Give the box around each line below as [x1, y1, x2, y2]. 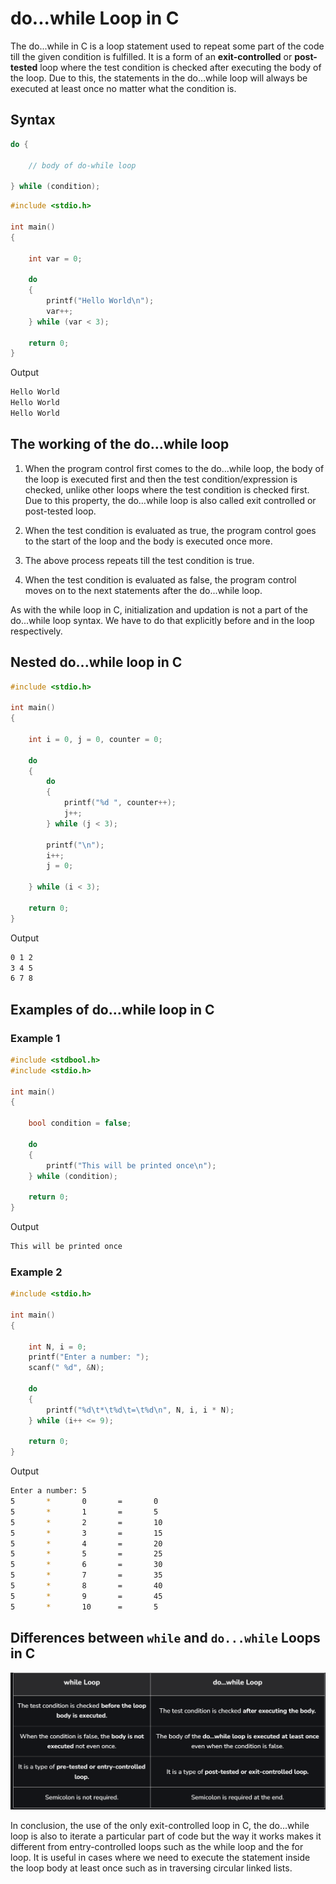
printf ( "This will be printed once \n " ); [46, 1160, 217, 1171]
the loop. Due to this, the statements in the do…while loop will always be [10, 72, 308, 84]
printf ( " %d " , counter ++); [63, 798, 177, 808]
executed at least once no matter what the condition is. [10, 82, 237, 94]
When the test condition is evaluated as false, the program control [24, 573, 297, 586]
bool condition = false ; [28, 1118, 132, 1129]
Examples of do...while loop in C [10, 1001, 215, 1018]
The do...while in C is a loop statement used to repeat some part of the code [10, 40, 325, 52]
